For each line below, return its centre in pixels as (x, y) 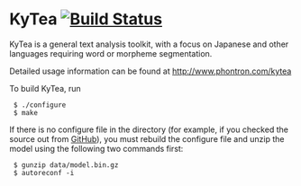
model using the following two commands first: (96, 148)
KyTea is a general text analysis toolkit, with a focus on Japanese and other (149, 44)
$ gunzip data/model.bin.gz (66, 165)
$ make (26, 112)
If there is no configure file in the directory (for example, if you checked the (149, 129)
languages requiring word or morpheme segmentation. (111, 53)
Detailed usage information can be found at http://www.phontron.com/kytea (150, 71)
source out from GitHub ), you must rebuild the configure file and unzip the (147, 138)
